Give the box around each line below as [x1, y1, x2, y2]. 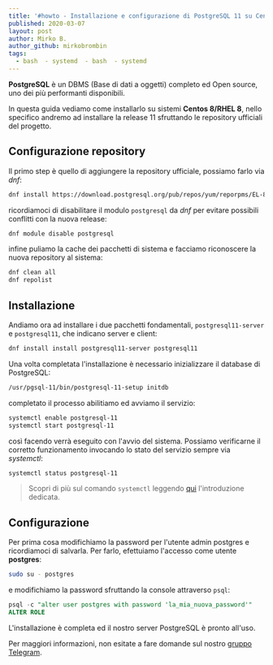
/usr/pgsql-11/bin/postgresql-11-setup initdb [8, 383, 169, 391]
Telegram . [8, 647, 42, 657]
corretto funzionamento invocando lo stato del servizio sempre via [8, 444, 231, 455]
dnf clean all [8, 269, 57, 277]
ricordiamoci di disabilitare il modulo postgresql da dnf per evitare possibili [8, 205, 259, 215]
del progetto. [8, 121, 52, 131]
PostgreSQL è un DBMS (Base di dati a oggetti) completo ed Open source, [8, 79, 258, 89]
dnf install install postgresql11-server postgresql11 [8, 344, 198, 352]
